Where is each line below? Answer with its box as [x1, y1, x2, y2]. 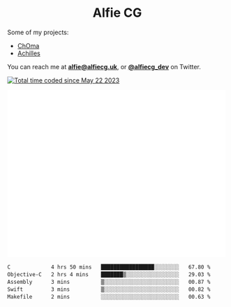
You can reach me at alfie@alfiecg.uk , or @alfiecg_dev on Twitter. [7, 62, 201, 71]
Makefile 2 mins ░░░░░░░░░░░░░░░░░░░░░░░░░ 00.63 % [7, 293, 211, 300]
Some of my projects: [7, 28, 69, 36]
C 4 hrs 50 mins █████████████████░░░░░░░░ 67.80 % [7, 264, 211, 271]
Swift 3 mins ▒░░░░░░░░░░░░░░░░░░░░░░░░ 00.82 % [7, 285, 211, 293]
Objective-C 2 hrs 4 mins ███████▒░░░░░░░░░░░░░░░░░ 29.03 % [7, 271, 211, 278]
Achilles [17, 49, 40, 57]
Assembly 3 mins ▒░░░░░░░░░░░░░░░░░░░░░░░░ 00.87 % [7, 278, 211, 285]
